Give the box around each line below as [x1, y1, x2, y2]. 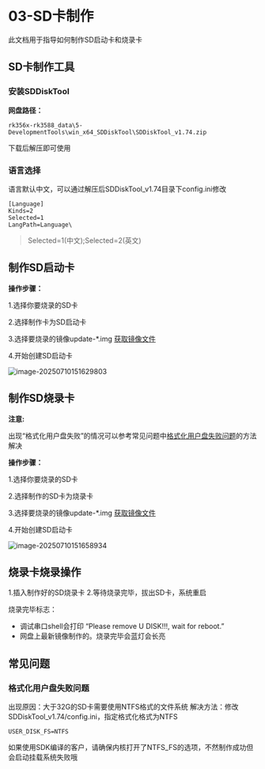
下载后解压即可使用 [8, 143, 71, 153]
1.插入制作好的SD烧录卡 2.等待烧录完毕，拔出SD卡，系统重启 [8, 588, 207, 597]
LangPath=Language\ [8, 221, 73, 229]
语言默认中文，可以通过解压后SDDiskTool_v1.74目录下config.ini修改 [8, 184, 227, 194]
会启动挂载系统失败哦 [8, 752, 78, 762]
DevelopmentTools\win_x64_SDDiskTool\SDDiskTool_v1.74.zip [8, 128, 207, 136]
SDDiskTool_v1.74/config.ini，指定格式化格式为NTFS [8, 712, 178, 722]
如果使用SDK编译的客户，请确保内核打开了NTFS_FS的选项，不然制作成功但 [8, 743, 254, 752]
